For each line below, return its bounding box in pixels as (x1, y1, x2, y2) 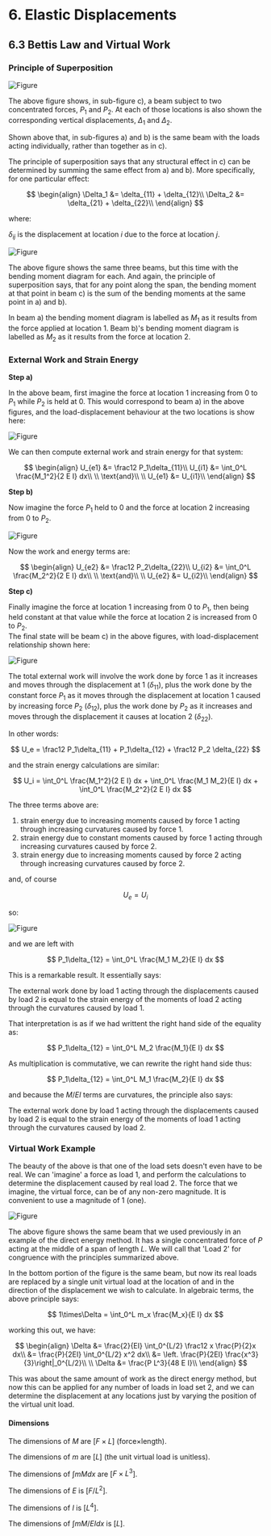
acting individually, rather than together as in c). (8, 141, 168, 151)
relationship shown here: (8, 640, 90, 650)
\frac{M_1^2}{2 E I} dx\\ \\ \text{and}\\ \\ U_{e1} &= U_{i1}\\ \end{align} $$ (15, 471, 256, 481)
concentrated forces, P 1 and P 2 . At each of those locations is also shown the (8, 104, 262, 116)
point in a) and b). (8, 297, 67, 307)
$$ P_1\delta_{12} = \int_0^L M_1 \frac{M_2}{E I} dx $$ (47, 1075, 224, 1084)
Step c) (8, 586, 33, 595)
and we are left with (8, 939, 74, 949)
